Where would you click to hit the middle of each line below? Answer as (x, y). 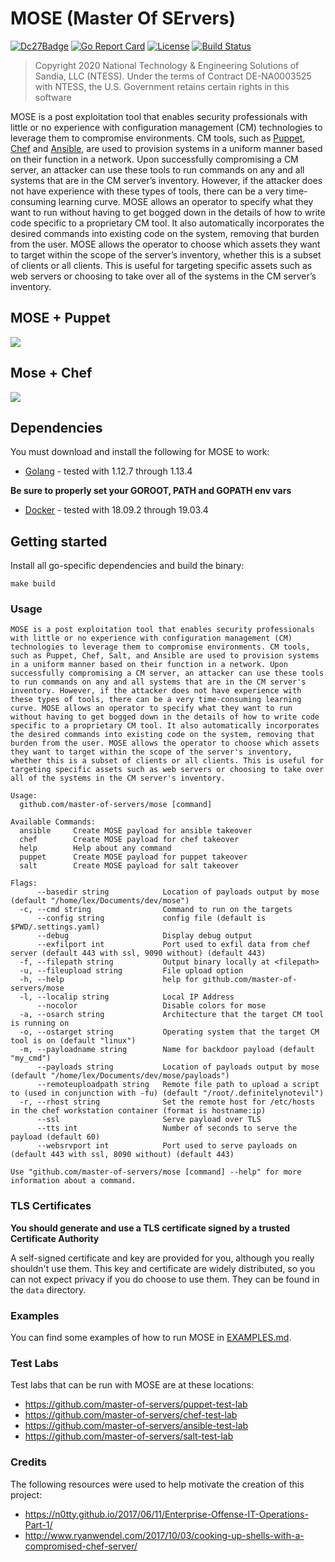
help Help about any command (95, 848)
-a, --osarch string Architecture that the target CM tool (172, 1015)
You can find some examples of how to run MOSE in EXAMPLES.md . (151, 1338)
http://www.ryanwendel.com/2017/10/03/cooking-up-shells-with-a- (164, 1535)
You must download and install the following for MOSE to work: (140, 452)
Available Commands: (53, 822)
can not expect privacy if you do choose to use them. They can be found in (165, 1279)
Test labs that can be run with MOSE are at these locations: (132, 1385)
